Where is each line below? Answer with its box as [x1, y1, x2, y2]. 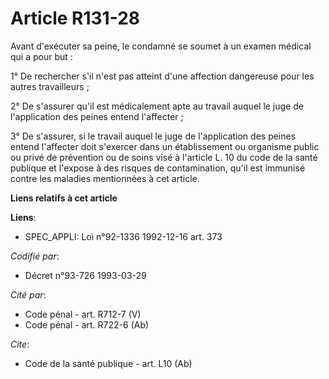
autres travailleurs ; [10, 80, 90, 92]
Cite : [10, 338, 30, 350]
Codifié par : [10, 250, 60, 262]
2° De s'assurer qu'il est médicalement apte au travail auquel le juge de [10, 100, 304, 112]
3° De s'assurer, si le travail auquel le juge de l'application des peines [10, 130, 297, 142]
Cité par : [10, 288, 47, 301]
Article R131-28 [10, 7, 141, 30]
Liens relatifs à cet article [10, 192, 118, 204]
